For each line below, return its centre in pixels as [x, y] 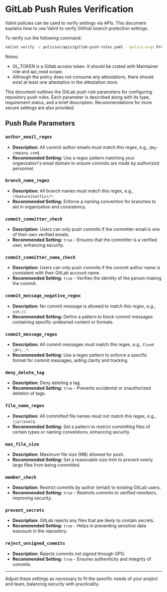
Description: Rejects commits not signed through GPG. [69, 554]
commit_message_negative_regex [43, 296]
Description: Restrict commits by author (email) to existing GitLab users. [86, 487]
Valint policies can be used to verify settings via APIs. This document [76, 23]
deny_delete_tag [25, 372]
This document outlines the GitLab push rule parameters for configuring [79, 92]
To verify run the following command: [43, 38]
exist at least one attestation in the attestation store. [65, 82]
